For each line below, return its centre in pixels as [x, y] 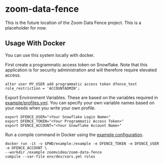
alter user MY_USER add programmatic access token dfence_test [71, 84]
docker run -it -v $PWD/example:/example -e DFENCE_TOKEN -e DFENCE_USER [82, 143]
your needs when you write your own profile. [50, 108]
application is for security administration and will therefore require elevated [81, 70]
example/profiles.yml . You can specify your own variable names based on [80, 103]
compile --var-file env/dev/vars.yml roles [50, 156]
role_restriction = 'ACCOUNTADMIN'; [42, 88]
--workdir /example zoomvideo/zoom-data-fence [54, 152]
